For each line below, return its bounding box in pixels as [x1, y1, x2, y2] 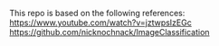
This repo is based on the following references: [9, 8, 186, 18]
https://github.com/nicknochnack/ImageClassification [9, 27, 210, 37]
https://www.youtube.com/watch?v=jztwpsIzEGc [9, 17, 192, 28]
